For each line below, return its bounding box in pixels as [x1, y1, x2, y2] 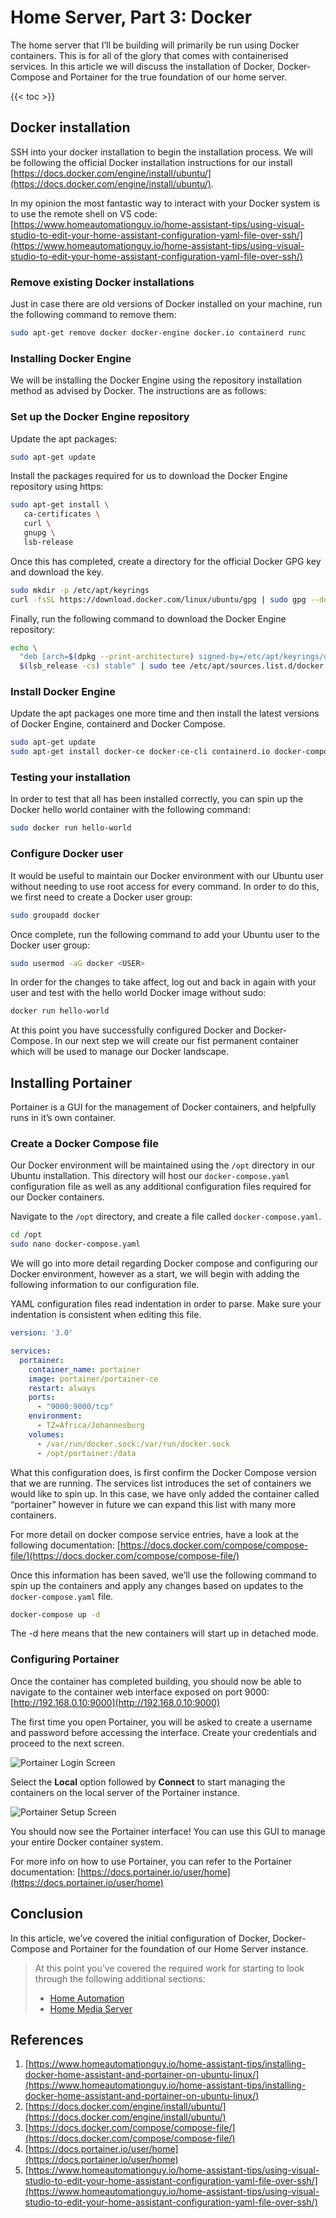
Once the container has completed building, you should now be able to [10, 1675, 302, 1687]
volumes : [28, 1429, 65, 1440]
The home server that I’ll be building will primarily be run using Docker [10, 39, 300, 51]
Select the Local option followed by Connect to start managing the [10, 1776, 286, 1788]
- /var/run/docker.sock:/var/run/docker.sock [36, 1439, 230, 1449]
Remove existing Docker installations [10, 275, 195, 289]
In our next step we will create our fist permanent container [54, 1035, 300, 1047]
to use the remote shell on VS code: [10, 207, 158, 220]
